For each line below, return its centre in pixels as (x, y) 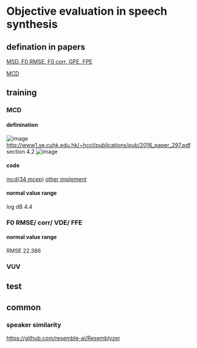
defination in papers (46, 47)
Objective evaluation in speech (87, 11)
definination (22, 124)
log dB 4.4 (19, 206)
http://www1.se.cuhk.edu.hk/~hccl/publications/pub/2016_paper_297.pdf (99, 145)
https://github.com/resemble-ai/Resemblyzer (64, 338)
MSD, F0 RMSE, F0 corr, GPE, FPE (49, 62)
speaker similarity (34, 325)
